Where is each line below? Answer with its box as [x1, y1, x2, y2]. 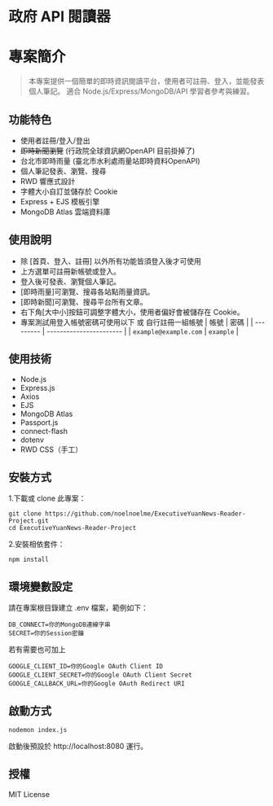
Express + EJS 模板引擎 [20, 196, 100, 206]
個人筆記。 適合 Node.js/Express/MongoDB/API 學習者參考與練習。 [28, 86, 254, 96]
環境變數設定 [8, 580, 73, 594]
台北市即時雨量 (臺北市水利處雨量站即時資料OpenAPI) [20, 156, 201, 165]
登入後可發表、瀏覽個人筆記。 [20, 276, 121, 286]
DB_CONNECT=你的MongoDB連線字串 [8, 620, 112, 629]
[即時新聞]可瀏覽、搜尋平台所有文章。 [20, 296, 148, 306]
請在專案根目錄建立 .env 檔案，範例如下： [8, 603, 149, 613]
